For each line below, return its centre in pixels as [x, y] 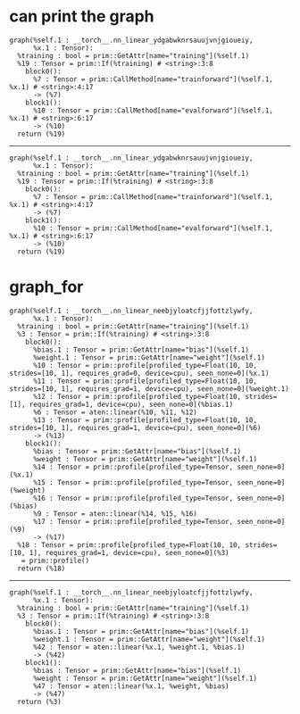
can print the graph [82, 17]
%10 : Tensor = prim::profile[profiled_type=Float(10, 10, [145, 365]
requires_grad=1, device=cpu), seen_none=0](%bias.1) [131, 404]
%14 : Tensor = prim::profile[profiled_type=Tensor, [133, 467]
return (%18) [42, 569]
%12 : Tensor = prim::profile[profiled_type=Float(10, [137, 396]
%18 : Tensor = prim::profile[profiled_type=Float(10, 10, [129, 545]
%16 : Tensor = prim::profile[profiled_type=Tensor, [133, 498]
